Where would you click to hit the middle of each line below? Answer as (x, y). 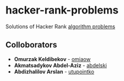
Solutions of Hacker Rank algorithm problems (61, 26)
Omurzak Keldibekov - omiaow (52, 59)
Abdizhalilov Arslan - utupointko (54, 72)
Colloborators (31, 45)
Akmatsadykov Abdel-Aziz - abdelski (60, 65)
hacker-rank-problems (62, 10)
